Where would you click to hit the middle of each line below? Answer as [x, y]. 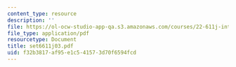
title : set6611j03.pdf [40, 46]
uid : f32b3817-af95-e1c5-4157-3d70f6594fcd [72, 53]
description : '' [31, 20]
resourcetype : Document [42, 40]
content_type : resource [42, 14]
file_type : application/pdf [48, 33]
